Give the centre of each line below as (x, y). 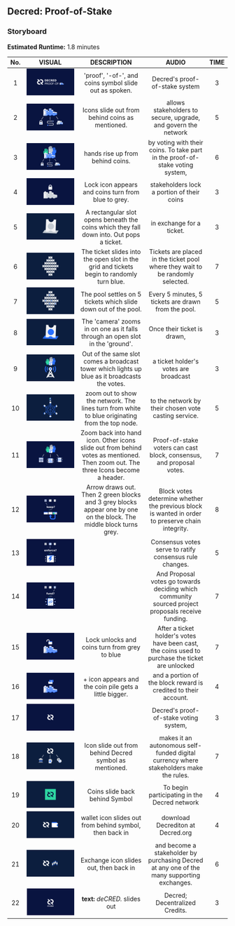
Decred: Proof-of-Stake (60, 12)
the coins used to (176, 651)
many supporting (176, 875)
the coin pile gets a (111, 686)
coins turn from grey (111, 647)
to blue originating (111, 415)
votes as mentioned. (111, 455)
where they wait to (176, 267)
